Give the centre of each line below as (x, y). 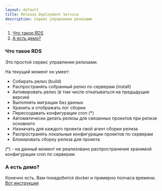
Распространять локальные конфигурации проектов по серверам (82, 134)
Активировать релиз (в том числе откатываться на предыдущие (81, 92)
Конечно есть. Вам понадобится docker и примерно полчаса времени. (81, 178)
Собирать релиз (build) (37, 81)
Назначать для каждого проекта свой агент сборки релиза (75, 128)
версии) (21, 97)
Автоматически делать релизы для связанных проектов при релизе (85, 118)
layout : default (22, 10)
